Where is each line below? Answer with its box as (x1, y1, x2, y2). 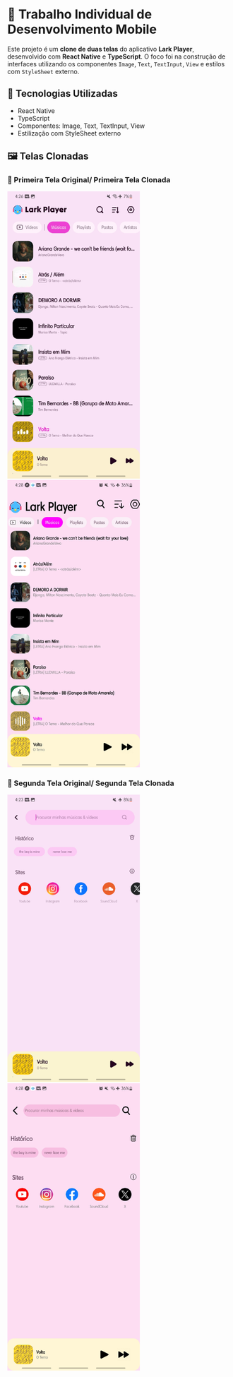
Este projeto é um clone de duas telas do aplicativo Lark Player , (7, 44, 195, 53)
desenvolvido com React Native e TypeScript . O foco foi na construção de (7, 52, 226, 61)
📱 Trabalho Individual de (7, 6, 153, 23)
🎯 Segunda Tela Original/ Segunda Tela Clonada (7, 778, 174, 788)
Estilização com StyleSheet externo (17, 129, 121, 137)
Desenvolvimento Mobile (7, 21, 157, 37)
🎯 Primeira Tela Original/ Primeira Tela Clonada (7, 175, 171, 185)
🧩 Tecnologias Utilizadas (7, 88, 118, 100)
